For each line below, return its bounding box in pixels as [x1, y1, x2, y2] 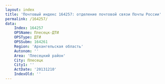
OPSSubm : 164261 [14, 40, 48, 44]
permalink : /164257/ [5, 16, 48, 21]
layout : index [5, 7, 35, 12]
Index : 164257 [14, 26, 43, 31]
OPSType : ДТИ [14, 35, 41, 40]
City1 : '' [14, 62, 35, 67]
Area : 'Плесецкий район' [14, 53, 66, 58]
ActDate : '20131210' [14, 67, 57, 72]
